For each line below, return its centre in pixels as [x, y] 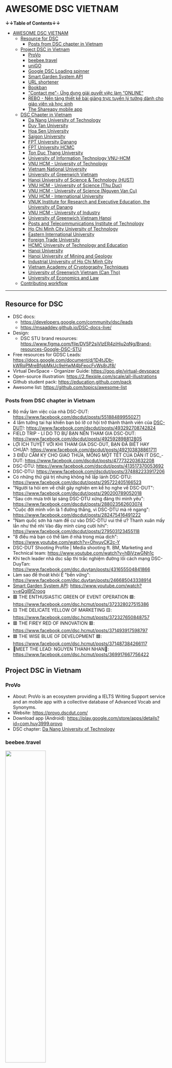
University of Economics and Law [63, 277]
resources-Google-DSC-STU [51, 349]
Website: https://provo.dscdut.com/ [50, 713]
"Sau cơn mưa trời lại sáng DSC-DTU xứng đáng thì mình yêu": [79, 499]
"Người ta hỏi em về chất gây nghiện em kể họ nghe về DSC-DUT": [83, 488]
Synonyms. [25, 707]
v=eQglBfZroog [29, 591]
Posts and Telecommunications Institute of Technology [86, 223]
